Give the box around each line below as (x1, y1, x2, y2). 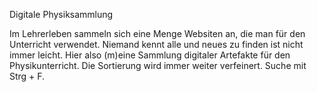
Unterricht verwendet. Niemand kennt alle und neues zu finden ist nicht (9, 39, 304, 50)
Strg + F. (9, 70, 46, 82)
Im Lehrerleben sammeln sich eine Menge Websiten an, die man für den (9, 28, 306, 39)
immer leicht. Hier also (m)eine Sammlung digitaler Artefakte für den (9, 49, 291, 61)
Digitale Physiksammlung (9, 9, 114, 20)
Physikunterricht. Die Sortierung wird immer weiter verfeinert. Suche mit (9, 60, 307, 71)
